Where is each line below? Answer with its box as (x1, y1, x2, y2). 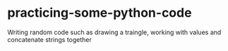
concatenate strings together (7, 35, 92, 43)
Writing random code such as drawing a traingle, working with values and (7, 28, 222, 36)
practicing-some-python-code (7, 5, 192, 21)
